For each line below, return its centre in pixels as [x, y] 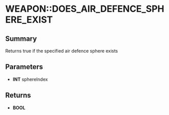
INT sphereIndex [30, 79]
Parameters [24, 67]
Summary [21, 39]
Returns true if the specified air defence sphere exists [62, 51]
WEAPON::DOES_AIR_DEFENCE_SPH [85, 9]
